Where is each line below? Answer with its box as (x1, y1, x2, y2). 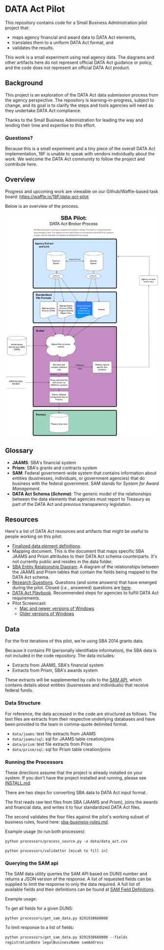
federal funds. (5, 687, 33, 693)
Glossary (5, 447, 33, 455)
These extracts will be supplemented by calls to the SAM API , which (5, 677, 142, 683)
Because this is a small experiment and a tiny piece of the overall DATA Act (5, 146, 156, 151)
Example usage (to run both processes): (5, 828, 86, 834)
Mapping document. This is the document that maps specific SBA (12, 548, 144, 554)
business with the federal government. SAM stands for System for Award (12, 480, 159, 486)
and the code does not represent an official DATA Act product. (5, 65, 130, 71)
